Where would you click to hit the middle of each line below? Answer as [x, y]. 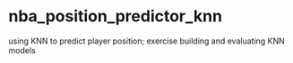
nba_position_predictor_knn [116, 16]
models [22, 50]
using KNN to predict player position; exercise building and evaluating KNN [147, 41]
